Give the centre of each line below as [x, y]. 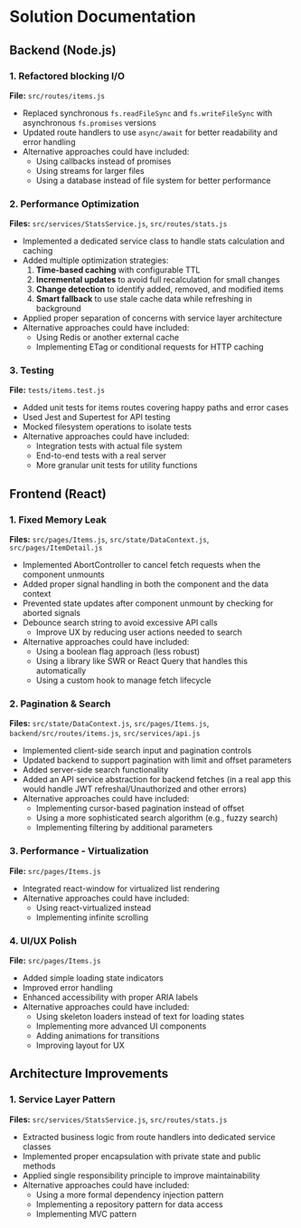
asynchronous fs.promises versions [89, 122]
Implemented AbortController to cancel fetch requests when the [141, 565]
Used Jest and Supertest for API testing [96, 417]
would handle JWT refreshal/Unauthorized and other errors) [134, 789]
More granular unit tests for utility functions [117, 465]
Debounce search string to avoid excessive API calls [120, 623]
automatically [61, 671]
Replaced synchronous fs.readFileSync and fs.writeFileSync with [147, 113]
